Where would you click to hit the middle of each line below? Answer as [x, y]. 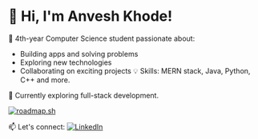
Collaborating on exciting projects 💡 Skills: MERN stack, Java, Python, [135, 70]
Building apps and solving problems [79, 54]
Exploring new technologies [66, 62]
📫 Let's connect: [37, 126]
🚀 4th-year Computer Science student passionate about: [102, 38]
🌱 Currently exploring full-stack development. [83, 95]
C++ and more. [45, 80]
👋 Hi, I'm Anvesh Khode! [91, 16]
